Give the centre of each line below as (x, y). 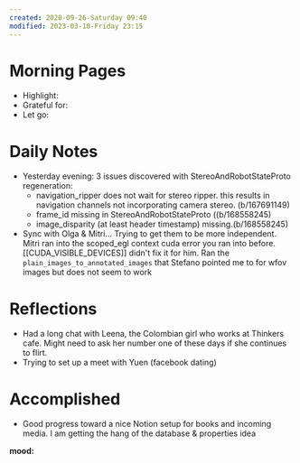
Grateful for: (45, 106)
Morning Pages (68, 71)
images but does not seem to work (87, 273)
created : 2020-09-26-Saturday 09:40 (78, 18)
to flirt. (35, 353)
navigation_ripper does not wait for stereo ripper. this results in (153, 196)
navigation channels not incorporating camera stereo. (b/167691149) (163, 205)
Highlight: (40, 96)
